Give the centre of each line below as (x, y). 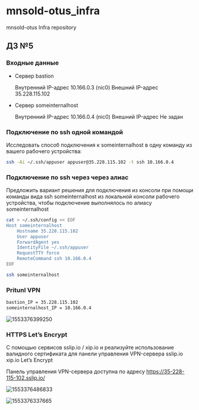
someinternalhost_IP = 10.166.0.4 (49, 308)
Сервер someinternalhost (46, 105)
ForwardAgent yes (38, 242)
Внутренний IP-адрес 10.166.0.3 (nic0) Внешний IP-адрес (86, 87)
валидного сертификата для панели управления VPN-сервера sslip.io (94, 354)
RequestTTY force (38, 253)
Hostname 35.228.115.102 (48, 231)
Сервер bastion (34, 76)
